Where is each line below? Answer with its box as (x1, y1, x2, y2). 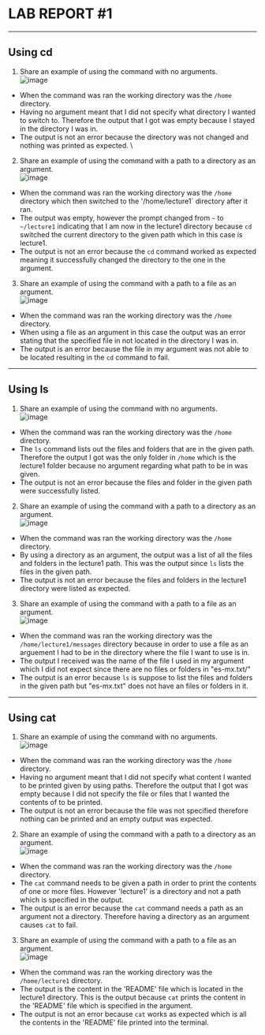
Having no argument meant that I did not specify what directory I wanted (19, 107, 256, 117)
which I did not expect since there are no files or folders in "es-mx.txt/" (19, 664, 251, 674)
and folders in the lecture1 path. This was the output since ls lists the (19, 558, 244, 568)
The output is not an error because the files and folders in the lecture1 (19, 575, 247, 584)
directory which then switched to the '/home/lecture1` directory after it (19, 196, 248, 206)
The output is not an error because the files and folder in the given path (19, 478, 252, 487)
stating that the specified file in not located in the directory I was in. (19, 336, 239, 345)
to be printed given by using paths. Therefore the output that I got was (19, 781, 248, 791)
